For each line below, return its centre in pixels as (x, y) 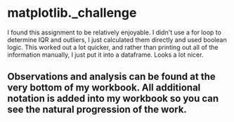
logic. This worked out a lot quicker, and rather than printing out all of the (113, 47)
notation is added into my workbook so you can (113, 99)
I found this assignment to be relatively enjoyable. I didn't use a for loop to (114, 32)
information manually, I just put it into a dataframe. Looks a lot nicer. (105, 55)
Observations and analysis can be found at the (111, 77)
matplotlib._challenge (72, 13)
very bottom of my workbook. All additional (104, 88)
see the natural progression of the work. (97, 110)
